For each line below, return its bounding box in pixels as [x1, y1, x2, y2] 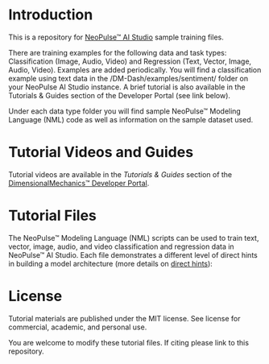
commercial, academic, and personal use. [8, 322, 147, 332]
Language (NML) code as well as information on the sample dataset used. [8, 114, 254, 124]
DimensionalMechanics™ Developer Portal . [8, 178, 150, 188]
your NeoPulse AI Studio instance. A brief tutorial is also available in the [8, 82, 246, 92]
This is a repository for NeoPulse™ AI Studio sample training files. [8, 32, 224, 42]
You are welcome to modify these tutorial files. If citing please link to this [8, 337, 250, 347]
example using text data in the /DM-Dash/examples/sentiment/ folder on [8, 73, 248, 83]
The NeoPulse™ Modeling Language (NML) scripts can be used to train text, [8, 233, 259, 242]
